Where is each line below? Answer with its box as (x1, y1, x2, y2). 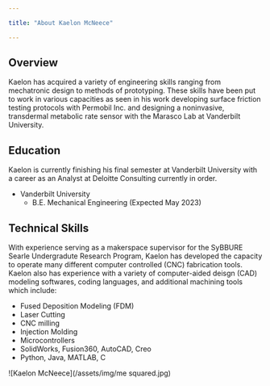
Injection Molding (19, 327, 78, 337)
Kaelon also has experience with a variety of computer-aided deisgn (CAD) (8, 268, 258, 279)
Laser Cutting (19, 310, 66, 320)
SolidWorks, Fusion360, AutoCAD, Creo (19, 344, 152, 354)
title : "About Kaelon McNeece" (8, 19, 114, 27)
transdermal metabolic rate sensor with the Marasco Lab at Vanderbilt (8, 111, 241, 121)
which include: (8, 286, 57, 296)
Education (8, 143, 61, 157)
